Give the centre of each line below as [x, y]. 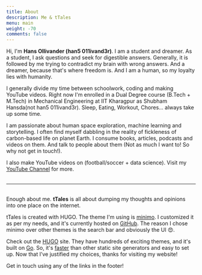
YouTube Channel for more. [40, 169]
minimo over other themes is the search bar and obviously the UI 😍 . [91, 230]
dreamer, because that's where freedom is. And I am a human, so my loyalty [101, 70]
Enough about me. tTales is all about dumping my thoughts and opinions [96, 199]
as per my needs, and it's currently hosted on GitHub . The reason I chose [97, 223]
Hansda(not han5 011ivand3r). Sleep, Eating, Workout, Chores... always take [100, 107]
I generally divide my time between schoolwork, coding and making [90, 88]
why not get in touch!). [34, 151]
